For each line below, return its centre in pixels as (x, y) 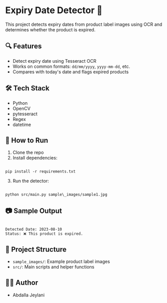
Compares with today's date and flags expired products (71, 72)
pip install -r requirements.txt (40, 171)
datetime (22, 124)
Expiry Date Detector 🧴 (54, 10)
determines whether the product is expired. (50, 29)
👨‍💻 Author (22, 283)
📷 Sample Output (34, 211)
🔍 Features (24, 46)
